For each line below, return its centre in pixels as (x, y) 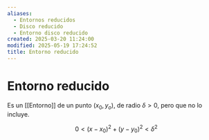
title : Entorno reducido (43, 52)
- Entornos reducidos (45, 20)
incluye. (18, 114)
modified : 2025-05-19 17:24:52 (52, 46)
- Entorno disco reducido (51, 33)
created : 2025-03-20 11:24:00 (51, 39)
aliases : (20, 13)
